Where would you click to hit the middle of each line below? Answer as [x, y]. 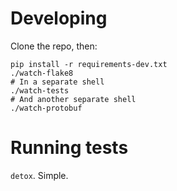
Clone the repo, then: [54, 46]
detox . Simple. [39, 175]
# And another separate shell [73, 99]
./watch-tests [40, 90]
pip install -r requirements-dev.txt [89, 64]
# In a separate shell [57, 82]
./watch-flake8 [42, 73]
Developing [59, 18]
